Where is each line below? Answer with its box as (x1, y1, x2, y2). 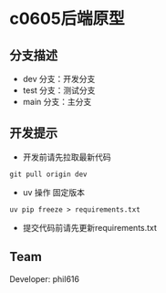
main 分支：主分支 (22, 97, 92, 107)
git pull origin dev (9, 170, 88, 179)
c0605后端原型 (9, 8, 125, 29)
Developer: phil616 (9, 273, 80, 284)
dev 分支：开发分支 (22, 74, 96, 84)
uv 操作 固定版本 (22, 186, 85, 197)
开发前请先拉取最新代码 (22, 152, 111, 162)
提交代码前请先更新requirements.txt (22, 222, 158, 233)
